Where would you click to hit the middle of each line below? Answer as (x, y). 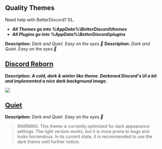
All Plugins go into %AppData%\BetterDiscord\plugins (69, 34)
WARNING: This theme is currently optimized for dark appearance (83, 126)
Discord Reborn (29, 64)
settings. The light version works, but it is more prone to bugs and (83, 132)
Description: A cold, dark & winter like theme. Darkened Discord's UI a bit (81, 76)
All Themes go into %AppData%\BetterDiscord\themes (70, 29)
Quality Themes (30, 8)
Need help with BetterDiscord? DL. (40, 19)
